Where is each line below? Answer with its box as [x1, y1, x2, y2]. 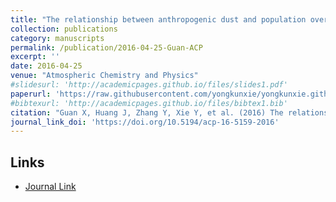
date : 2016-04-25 [10, 61, 83, 71]
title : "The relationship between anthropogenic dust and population [10, 14, 307, 25]
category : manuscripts [10, 33, 105, 43]
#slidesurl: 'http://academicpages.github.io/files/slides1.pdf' [10, 80, 288, 90]
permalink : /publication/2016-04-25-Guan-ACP [10, 42, 203, 53]
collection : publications [10, 24, 118, 34]
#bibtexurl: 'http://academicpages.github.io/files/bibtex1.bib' [10, 98, 288, 108]
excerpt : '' [10, 52, 60, 62]
